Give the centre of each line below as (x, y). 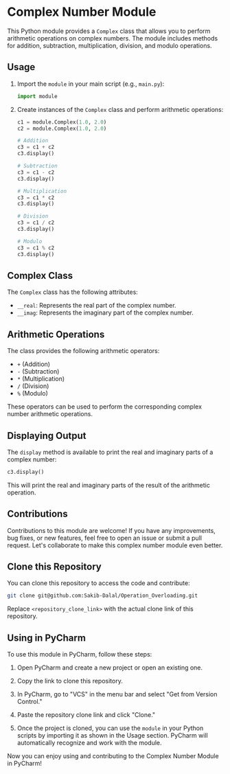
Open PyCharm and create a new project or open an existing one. (110, 668)
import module (37, 96)
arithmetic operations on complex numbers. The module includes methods (113, 38)
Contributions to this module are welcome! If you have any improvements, (112, 530)
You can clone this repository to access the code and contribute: (99, 583)
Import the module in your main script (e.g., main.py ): (91, 84)
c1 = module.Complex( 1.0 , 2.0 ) (62, 122)
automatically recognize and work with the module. (90, 743)
